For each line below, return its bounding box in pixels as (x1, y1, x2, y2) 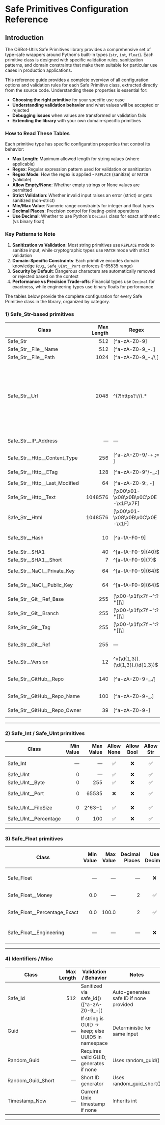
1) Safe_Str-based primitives (5, 310, 75, 317)
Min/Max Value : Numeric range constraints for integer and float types (12, 203, 154, 209)
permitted (12, 187, 32, 193)
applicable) (12, 161, 35, 167)
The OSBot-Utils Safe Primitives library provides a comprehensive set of (5, 47, 151, 52)
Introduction (5, 33, 44, 42)
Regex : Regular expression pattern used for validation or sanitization (12, 166, 151, 172)
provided (112, 1001, 134, 1008)
